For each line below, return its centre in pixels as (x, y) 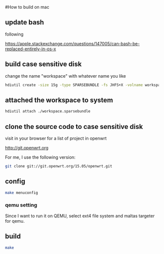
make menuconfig (21, 192)
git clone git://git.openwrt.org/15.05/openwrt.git (59, 166)
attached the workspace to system (59, 100)
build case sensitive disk (43, 64)
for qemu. (15, 221)
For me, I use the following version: (40, 157)
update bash (25, 22)
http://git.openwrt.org (27, 148)
